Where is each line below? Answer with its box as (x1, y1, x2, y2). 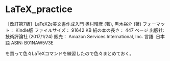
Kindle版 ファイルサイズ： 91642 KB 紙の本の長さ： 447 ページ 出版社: (15, 27, 164, 33)
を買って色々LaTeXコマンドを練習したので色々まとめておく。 (5, 50, 134, 56)
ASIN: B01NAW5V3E (11, 39, 54, 46)
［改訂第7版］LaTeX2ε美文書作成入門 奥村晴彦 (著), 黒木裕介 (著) (5, 21, 142, 27)
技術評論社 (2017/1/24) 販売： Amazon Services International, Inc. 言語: (5, 33, 155, 39)
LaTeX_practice (5, 4, 72, 15)
